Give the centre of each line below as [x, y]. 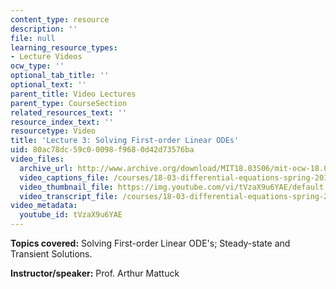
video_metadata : [44, 206]
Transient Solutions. [51, 254]
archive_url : [46, 168]
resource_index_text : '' [62, 122]
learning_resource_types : [64, 47]
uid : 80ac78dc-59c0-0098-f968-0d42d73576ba [102, 150]
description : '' [44, 29]
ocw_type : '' [37, 66]
